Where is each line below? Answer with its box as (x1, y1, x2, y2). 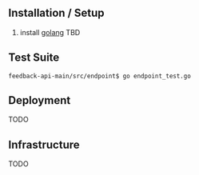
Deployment (8, 93, 71, 107)
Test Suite (8, 51, 60, 65)
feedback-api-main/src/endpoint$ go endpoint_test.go (8, 72, 192, 80)
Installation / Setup (8, 6, 105, 20)
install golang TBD (19, 27, 81, 37)
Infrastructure (8, 137, 80, 151)
